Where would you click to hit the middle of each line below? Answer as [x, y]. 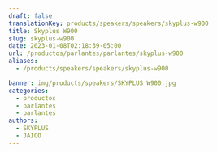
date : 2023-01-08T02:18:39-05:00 [65, 46]
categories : [28, 91]
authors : [23, 121]
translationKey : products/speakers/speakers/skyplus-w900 [108, 23]
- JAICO [29, 136]
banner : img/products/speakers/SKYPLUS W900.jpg [92, 83]
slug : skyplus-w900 [41, 38]
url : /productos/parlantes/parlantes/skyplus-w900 [96, 53]
